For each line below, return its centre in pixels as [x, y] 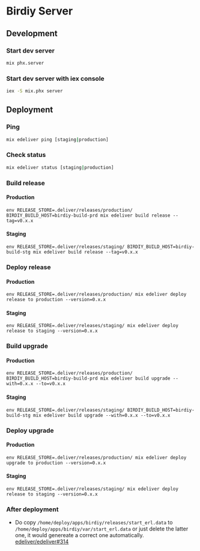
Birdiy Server [40, 11]
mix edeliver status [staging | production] [60, 167]
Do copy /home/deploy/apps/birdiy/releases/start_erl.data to [94, 523]
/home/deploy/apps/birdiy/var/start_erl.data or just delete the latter [102, 529]
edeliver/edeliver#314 [42, 542]
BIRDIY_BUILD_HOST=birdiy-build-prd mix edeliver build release [88, 215]
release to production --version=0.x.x [56, 300]
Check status [26, 155]
